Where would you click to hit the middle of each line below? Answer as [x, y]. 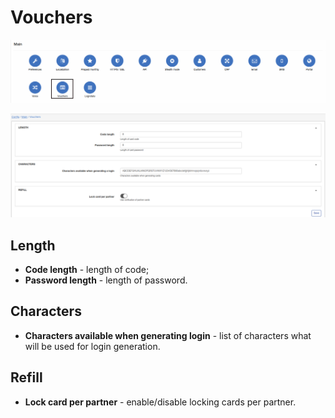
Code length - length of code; [87, 269]
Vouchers [51, 17]
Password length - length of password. [106, 280]
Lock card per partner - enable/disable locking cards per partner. [160, 402]
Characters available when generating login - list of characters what [168, 335]
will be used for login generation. [92, 346]
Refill [26, 377]
